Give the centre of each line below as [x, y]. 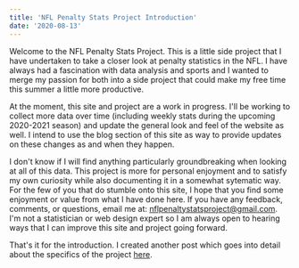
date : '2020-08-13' [46, 26]
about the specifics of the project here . [81, 254]
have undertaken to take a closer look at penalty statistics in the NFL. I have [149, 61]
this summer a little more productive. [77, 89]
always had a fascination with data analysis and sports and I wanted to [139, 70]
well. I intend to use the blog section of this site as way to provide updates [145, 134]
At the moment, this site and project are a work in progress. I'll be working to [150, 106]
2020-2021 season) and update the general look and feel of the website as [146, 125]
